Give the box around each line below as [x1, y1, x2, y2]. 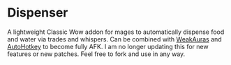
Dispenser [7, 5, 68, 21]
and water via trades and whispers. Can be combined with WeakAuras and [7, 35, 222, 43]
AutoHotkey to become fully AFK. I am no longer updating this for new [7, 42, 209, 50]
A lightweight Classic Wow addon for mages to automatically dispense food [7, 28, 225, 36]
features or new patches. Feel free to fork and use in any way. [7, 50, 186, 58]
